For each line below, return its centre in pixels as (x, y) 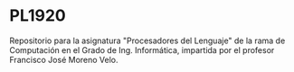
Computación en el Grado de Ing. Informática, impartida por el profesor (142, 49)
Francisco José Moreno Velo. (64, 59)
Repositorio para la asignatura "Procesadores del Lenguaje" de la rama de (147, 40)
